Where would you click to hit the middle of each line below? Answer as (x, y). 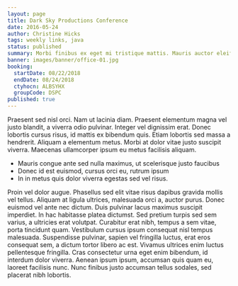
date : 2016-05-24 (33, 27)
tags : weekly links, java (45, 40)
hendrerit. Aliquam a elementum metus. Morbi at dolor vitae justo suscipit (114, 142)
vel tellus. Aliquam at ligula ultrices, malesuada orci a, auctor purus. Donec (116, 200)
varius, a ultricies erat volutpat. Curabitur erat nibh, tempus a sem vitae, (112, 222)
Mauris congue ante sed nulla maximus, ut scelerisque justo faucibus (118, 163)
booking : (20, 67)
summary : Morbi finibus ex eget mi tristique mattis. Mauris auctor (110, 54)
